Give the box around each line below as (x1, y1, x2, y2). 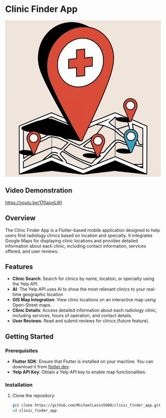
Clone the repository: (12, 393, 56, 399)
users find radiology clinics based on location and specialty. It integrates (5, 232, 153, 238)
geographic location (22, 291, 63, 297)
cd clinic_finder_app (12, 408, 57, 413)
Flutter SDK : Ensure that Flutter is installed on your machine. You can (12, 358, 154, 364)
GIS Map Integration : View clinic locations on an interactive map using (12, 297, 156, 303)
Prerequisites (5, 347, 38, 354)
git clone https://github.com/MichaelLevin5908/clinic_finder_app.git (12, 403, 161, 408)
